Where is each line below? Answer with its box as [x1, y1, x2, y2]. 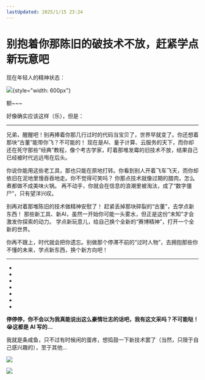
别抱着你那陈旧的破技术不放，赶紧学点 [6, 37, 200, 51]
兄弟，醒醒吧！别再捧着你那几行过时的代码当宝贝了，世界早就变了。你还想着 [6, 131, 199, 138]
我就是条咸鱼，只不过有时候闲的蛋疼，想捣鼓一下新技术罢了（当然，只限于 [6, 336, 193, 343]
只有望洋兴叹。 [19, 190, 57, 197]
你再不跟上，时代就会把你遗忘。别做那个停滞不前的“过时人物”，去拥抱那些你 [6, 238, 198, 246]
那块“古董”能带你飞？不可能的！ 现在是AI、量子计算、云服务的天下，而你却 [6, 138, 194, 146]
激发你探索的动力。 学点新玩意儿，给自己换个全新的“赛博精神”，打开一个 [6, 218, 189, 225]
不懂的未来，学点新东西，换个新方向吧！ [6, 246, 108, 253]
